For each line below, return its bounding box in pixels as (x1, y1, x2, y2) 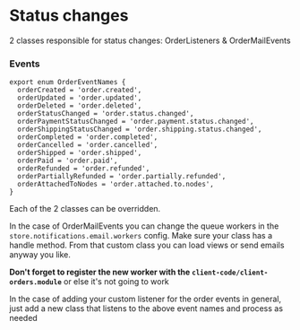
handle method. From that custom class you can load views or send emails (9, 239, 285, 251)
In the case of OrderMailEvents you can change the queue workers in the (9, 221, 279, 231)
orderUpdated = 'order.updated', (17, 93, 142, 103)
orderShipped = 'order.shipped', (17, 149, 142, 158)
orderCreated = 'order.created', (17, 86, 142, 95)
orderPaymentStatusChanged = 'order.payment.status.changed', (17, 117, 254, 126)
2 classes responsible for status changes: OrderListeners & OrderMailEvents (9, 35, 291, 46)
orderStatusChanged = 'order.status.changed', (17, 109, 194, 118)
